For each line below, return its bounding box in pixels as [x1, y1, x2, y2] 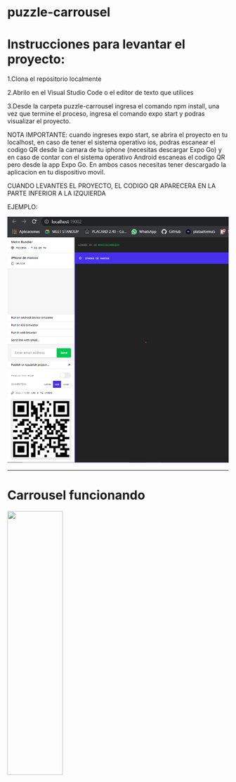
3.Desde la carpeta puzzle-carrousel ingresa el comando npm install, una [7, 102, 220, 111]
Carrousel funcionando [7, 487, 145, 503]
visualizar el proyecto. [7, 117, 72, 125]
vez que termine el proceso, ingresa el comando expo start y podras [7, 110, 205, 118]
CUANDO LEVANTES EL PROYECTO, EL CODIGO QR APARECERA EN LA [7, 182, 216, 190]
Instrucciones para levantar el [7, 37, 186, 53]
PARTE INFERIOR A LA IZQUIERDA [7, 189, 107, 198]
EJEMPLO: [7, 203, 38, 211]
